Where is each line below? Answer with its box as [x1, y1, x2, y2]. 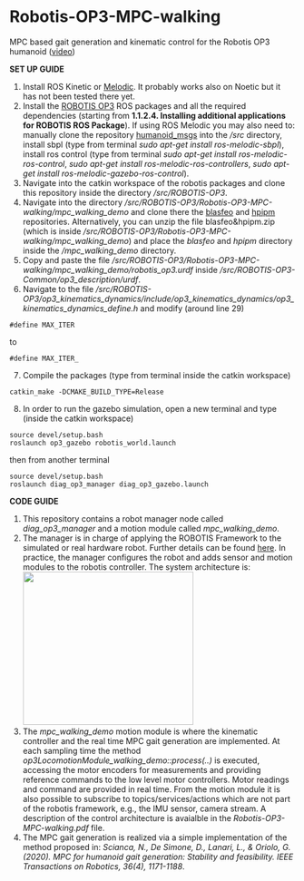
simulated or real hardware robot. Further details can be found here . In [22, 542, 286, 553]
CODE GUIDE [9, 495, 59, 506]
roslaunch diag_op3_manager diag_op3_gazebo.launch [9, 479, 209, 489]
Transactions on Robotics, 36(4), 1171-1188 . [22, 860, 185, 872]
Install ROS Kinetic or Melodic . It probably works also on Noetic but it [22, 81, 281, 92]
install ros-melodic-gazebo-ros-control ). [36, 168, 190, 179]
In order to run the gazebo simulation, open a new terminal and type [22, 403, 277, 414]
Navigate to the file [22, 283, 94, 294]
